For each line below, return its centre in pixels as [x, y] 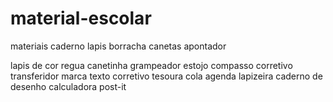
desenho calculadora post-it [68, 86]
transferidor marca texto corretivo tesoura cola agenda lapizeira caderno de [166, 76]
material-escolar [81, 18]
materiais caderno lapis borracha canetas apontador [118, 46]
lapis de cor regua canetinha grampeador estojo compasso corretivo [151, 65]
